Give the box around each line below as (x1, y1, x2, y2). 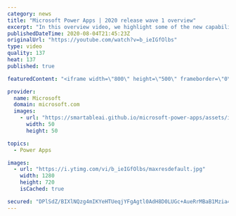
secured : (7, 198, 33, 205)
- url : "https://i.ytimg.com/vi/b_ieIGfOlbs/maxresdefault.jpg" (13, 166, 206, 173)
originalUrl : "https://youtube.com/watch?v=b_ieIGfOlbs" (7, 37, 178, 44)
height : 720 (20, 179, 55, 186)
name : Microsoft (13, 94, 61, 102)
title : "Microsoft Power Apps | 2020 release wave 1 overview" (7, 17, 197, 24)
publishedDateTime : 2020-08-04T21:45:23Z (7, 30, 131, 37)
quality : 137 (7, 50, 46, 57)
